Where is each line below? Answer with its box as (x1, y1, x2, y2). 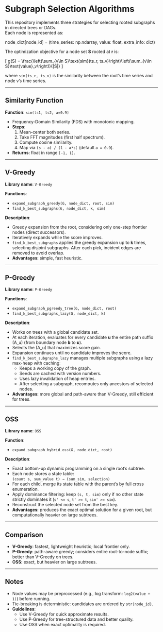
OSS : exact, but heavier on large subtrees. (12, 559, 97, 564)
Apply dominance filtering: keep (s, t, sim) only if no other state (12, 492, 144, 497)
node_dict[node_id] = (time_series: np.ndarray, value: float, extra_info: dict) (5, 39, 155, 45)
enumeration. (12, 486, 39, 492)
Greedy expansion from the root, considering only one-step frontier (12, 224, 147, 230)
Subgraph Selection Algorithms (5, 3, 135, 15)
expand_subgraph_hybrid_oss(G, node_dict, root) (12, 448, 113, 453)
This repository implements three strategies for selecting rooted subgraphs (5, 19, 155, 25)
